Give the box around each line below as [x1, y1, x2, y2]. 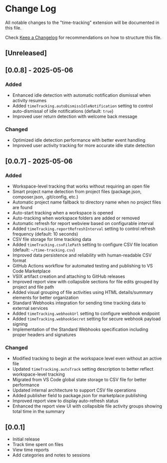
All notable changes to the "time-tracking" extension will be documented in [5, 19, 160, 25]
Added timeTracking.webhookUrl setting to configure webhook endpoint [12, 310, 160, 316]
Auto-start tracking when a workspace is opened [12, 210, 114, 216]
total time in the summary [12, 409, 65, 415]
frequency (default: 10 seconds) [12, 231, 78, 237]
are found [12, 205, 33, 210]
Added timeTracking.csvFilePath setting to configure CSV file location [12, 241, 158, 247]
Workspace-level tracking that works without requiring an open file [12, 183, 150, 189]
